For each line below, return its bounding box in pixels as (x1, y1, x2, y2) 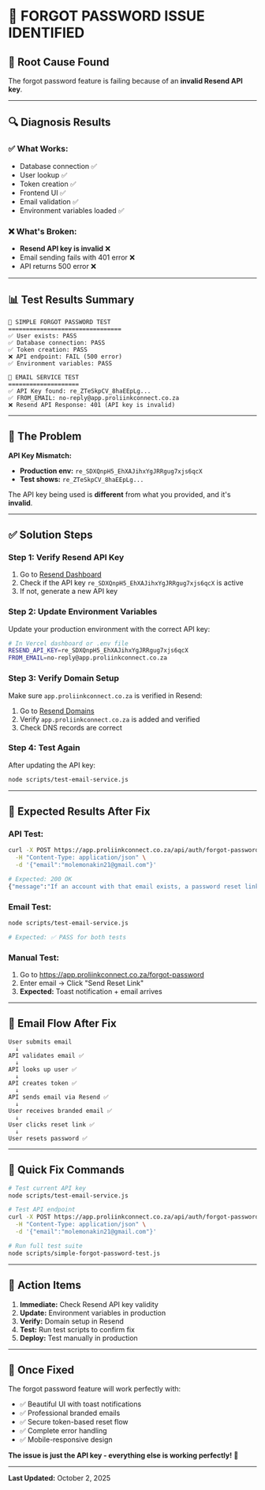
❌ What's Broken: (8, 226, 77, 237)
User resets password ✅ (8, 1134, 88, 1142)
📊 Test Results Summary (8, 293, 135, 307)
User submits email (8, 1037, 73, 1046)
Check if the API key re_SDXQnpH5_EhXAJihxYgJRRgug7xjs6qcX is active (19, 578, 244, 588)
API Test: (8, 828, 44, 839)
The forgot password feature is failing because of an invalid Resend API (8, 77, 243, 85)
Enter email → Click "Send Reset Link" (19, 978, 144, 988)
